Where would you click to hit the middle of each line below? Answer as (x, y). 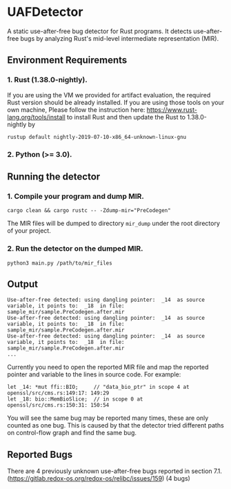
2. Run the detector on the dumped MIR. (75, 249)
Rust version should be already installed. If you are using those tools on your (116, 102)
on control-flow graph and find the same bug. (72, 433)
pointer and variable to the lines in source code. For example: (94, 374)
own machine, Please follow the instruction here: (76, 109)
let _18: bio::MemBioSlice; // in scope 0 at (75, 399)
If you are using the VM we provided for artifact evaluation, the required (109, 95)
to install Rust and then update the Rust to (126, 117)
